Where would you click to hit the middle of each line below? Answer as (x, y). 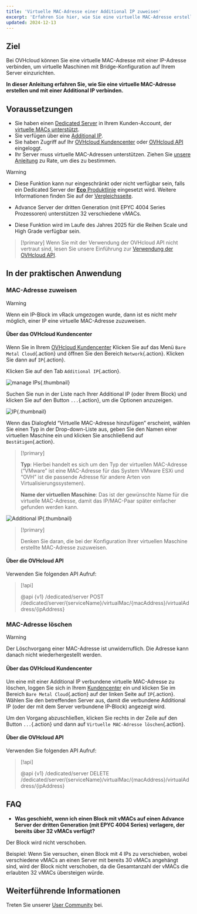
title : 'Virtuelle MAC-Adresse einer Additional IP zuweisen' (84, 11)
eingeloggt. (28, 148)
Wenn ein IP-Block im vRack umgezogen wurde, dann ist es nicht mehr (92, 314)
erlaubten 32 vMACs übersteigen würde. (55, 872)
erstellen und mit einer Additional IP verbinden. (65, 91)
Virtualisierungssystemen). (53, 483)
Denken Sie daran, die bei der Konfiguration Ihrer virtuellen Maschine (104, 541)
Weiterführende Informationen (63, 891)
